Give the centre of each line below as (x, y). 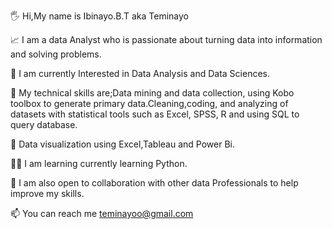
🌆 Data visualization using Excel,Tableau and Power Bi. (123, 144)
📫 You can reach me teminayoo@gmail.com (102, 213)
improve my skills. (47, 193)
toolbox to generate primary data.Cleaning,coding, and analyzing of (149, 103)
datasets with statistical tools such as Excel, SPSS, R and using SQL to (155, 114)
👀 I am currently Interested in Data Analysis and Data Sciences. (140, 73)
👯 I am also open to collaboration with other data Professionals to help (154, 183)
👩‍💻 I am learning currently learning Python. (99, 163)
